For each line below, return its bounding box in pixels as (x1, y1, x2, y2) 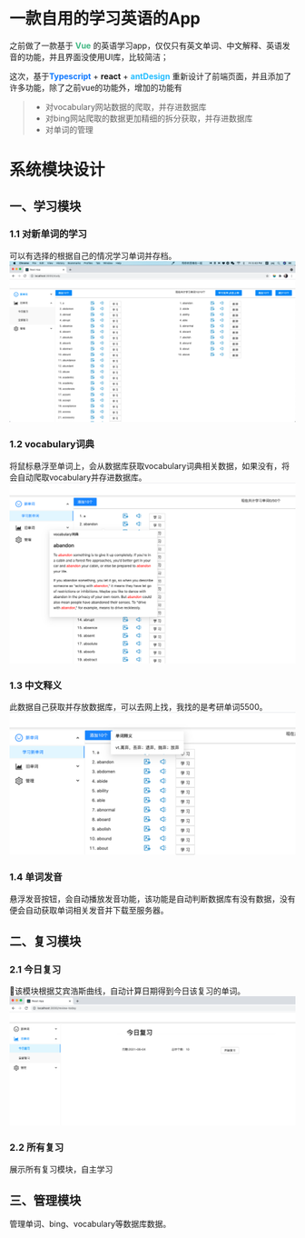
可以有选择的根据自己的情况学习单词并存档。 (9, 250, 177, 261)
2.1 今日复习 (9, 963, 62, 975)
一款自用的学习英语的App (9, 8, 202, 29)
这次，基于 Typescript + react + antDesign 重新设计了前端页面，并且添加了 (9, 70, 292, 82)
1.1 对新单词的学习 (9, 228, 88, 241)
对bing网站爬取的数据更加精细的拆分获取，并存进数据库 (44, 113, 253, 124)
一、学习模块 (9, 198, 82, 214)
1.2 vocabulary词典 (9, 438, 95, 451)
